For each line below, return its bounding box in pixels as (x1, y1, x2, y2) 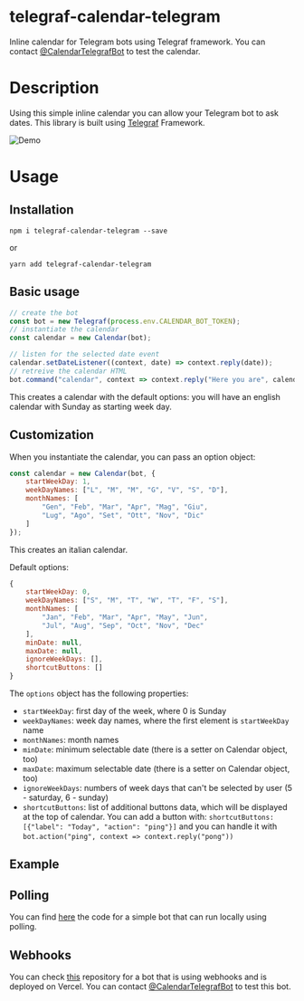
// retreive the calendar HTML (9, 367, 128, 376)
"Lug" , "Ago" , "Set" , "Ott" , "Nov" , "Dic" (42, 510, 204, 520)
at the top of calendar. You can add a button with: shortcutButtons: (22, 812, 274, 822)
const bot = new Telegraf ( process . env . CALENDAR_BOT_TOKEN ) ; (9, 317, 242, 326)
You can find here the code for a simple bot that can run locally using (9, 911, 267, 922)
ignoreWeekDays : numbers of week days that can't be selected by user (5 (22, 783, 292, 793)
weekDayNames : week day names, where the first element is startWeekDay (22, 715, 290, 726)
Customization (9, 427, 95, 443)
